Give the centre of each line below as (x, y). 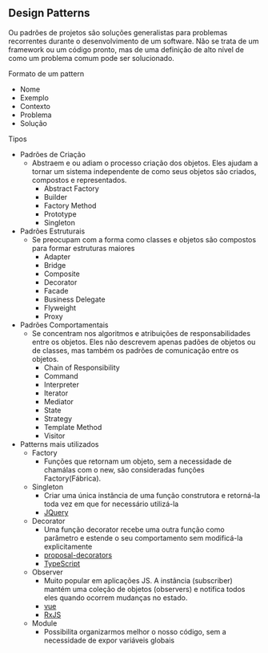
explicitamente (68, 546)
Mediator (59, 401)
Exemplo (34, 97)
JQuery (56, 512)
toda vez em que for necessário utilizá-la (111, 504)
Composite (62, 274)
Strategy (58, 418)
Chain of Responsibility (82, 367)
